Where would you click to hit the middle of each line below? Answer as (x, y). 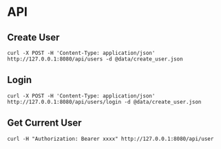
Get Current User (44, 123)
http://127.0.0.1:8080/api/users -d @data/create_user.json (95, 59)
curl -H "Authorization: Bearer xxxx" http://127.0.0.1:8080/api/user (110, 139)
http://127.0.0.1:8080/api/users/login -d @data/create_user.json (104, 102)
